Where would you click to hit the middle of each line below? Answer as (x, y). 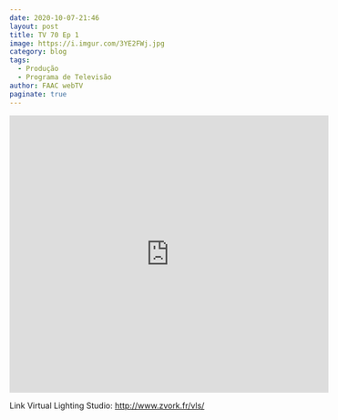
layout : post (34, 26)
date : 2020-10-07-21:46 (55, 18)
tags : (20, 60)
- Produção (38, 69)
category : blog (38, 52)
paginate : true (38, 94)
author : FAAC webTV (46, 86)
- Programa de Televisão (65, 77)
